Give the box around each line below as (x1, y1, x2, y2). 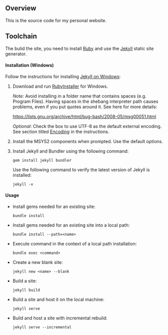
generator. (5, 50, 27, 57)
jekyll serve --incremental (12, 325, 72, 330)
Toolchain (5, 32, 37, 41)
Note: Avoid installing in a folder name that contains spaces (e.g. (12, 93, 147, 99)
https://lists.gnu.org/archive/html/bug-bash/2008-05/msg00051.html (12, 113, 156, 119)
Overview (5, 4, 37, 13)
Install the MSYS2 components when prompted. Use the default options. (12, 138, 163, 144)
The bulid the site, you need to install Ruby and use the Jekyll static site (5, 45, 154, 51)
